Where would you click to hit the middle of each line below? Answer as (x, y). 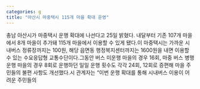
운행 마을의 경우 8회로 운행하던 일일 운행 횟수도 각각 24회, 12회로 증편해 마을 (96, 65)
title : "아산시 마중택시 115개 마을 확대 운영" (58, 17)
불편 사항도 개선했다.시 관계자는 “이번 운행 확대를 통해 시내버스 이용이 (103, 72)
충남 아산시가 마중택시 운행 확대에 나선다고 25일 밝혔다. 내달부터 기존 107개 (94, 35)
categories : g (24, 12)
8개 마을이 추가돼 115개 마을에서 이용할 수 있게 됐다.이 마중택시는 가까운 (100, 42)
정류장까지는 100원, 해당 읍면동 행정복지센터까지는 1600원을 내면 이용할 (106, 50)
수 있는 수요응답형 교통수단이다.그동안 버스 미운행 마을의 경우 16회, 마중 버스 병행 (100, 57)
